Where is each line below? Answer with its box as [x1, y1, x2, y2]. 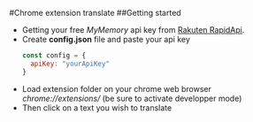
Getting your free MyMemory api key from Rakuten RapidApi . [21, 25, 245, 34]
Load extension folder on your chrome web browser [21, 83, 212, 94]
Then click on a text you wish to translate [21, 102, 172, 113]
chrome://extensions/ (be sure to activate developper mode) [21, 93, 242, 103]
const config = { [21, 51, 87, 60]
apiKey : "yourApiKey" [30, 59, 111, 68]
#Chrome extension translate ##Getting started [9, 8, 181, 18]
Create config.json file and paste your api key [21, 34, 190, 44]
